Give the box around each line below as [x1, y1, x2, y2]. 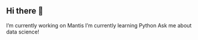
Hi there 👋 [6, 6, 44, 16]
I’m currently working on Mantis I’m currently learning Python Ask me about [6, 21, 192, 29]
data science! [6, 28, 40, 35]
